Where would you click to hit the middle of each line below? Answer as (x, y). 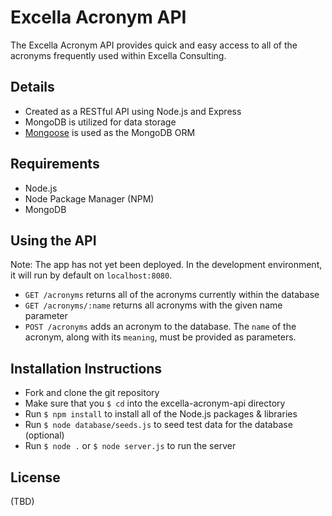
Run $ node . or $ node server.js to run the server (130, 446)
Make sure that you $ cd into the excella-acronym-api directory (155, 403)
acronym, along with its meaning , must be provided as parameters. (160, 337)
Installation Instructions (86, 368)
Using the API (53, 240)
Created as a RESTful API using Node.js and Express (133, 111)
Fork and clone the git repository (92, 393)
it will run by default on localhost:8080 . (91, 275)
